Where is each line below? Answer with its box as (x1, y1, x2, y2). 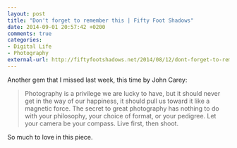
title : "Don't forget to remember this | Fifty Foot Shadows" (7, 17, 194, 24)
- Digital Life (7, 43, 52, 50)
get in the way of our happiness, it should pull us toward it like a (24, 97, 210, 105)
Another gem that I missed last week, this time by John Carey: (7, 75, 188, 84)
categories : (7, 37, 42, 44)
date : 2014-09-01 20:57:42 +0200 (7, 23, 106, 30)
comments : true (7, 30, 52, 37)
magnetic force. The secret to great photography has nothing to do (24, 104, 220, 113)
